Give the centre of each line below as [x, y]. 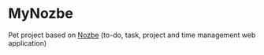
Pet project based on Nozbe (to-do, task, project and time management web [132, 35]
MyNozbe [41, 14]
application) [28, 43]
